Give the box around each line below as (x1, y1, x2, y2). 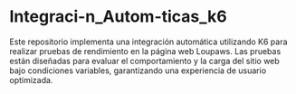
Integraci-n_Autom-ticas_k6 (9, 6, 228, 27)
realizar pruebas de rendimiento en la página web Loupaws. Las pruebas (9, 45, 282, 56)
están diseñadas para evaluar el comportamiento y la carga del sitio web (9, 55, 281, 66)
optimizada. (9, 74, 53, 85)
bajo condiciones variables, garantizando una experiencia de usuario (9, 65, 267, 76)
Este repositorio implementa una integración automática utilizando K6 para (9, 36, 288, 47)
